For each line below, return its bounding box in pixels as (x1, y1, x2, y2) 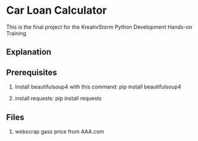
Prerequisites (6, 67, 57, 78)
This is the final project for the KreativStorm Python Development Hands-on (6, 23, 193, 30)
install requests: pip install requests (14, 95, 102, 102)
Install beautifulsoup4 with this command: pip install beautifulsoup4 (14, 83, 181, 90)
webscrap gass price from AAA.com (14, 128, 104, 135)
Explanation (6, 47, 52, 57)
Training (6, 29, 27, 36)
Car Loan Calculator (6, 4, 107, 17)
